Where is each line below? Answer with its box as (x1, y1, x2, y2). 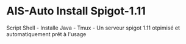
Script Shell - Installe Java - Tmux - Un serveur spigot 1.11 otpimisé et (6, 24, 180, 31)
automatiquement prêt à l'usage (6, 30, 87, 37)
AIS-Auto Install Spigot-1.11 (6, 4, 146, 18)
